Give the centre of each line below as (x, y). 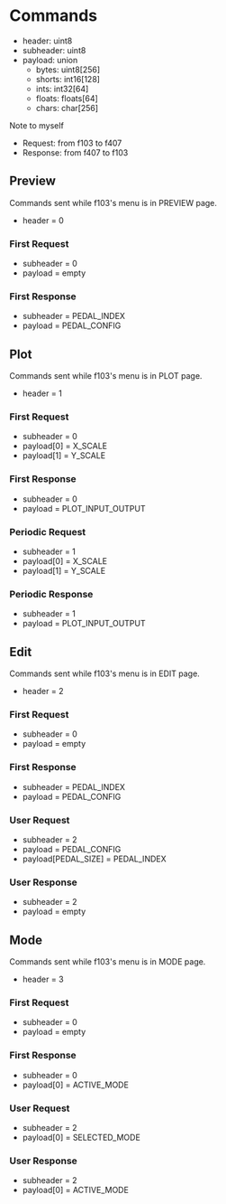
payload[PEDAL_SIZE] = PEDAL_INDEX (94, 859)
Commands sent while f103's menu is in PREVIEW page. (113, 202)
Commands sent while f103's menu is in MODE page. (108, 962)
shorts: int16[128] (68, 79)
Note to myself (37, 125)
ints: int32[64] (62, 89)
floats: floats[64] (67, 98)
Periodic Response (51, 594)
